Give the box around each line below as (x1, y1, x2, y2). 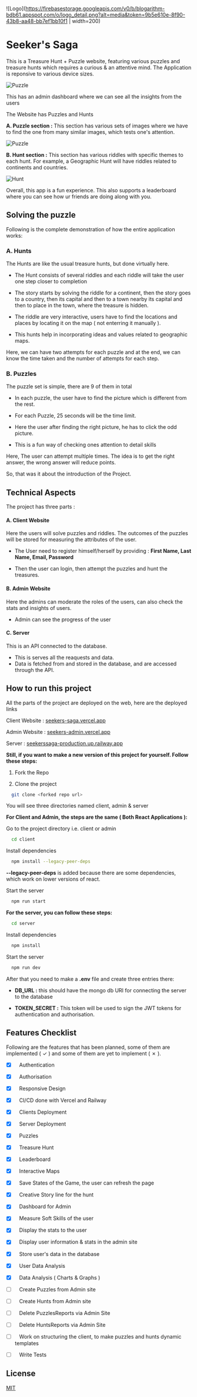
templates (14, 1340, 39, 1347)
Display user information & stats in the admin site (19, 1238, 138, 1245)
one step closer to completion (14, 278, 87, 285)
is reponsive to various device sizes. (6, 70, 94, 77)
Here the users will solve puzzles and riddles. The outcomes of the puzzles (6, 530, 188, 537)
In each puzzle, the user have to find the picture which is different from (14, 395, 187, 402)
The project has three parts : (6, 503, 75, 510)
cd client (11, 837, 35, 842)
